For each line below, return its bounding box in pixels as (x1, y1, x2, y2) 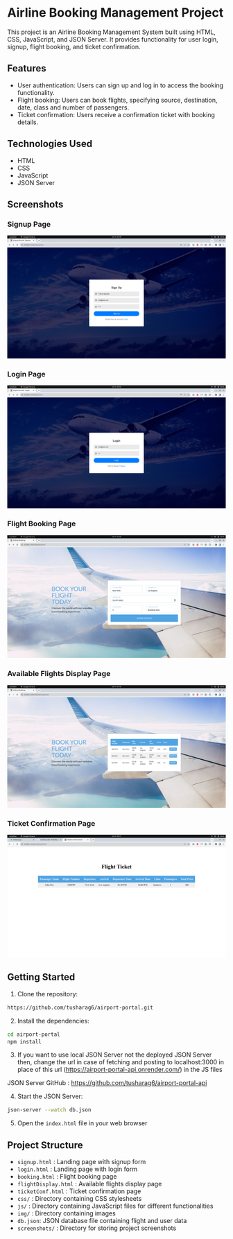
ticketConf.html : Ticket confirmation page (17, 1187, 141, 1195)
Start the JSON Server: (17, 1092, 83, 1100)
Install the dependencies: (17, 1016, 90, 1025)
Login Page (7, 369, 46, 379)
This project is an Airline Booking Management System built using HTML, (7, 28, 216, 36)
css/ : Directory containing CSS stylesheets (17, 1195, 142, 1203)
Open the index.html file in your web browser (17, 1119, 148, 1127)
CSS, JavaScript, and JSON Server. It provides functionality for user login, (7, 35, 218, 43)
